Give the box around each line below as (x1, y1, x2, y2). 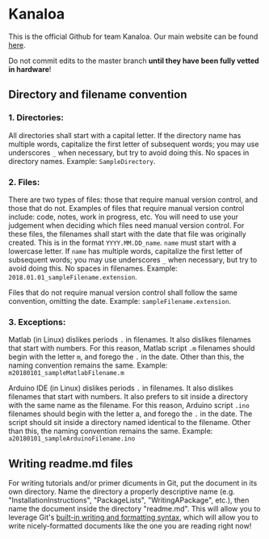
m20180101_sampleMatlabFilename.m (8, 369, 125, 377)
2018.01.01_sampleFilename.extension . (8, 272, 137, 281)
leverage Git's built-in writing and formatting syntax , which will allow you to (8, 512, 258, 522)
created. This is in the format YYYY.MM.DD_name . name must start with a (8, 238, 237, 247)
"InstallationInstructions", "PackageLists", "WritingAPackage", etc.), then (8, 495, 250, 505)
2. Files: (8, 176, 40, 187)
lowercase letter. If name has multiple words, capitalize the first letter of (8, 246, 243, 255)
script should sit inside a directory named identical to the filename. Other (8, 418, 251, 427)
